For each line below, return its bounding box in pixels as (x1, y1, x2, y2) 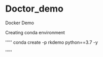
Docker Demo (5, 20, 35, 26)
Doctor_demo (5, 3, 63, 15)
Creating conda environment (5, 29, 65, 35)
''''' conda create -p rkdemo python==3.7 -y (5, 39, 98, 45)
